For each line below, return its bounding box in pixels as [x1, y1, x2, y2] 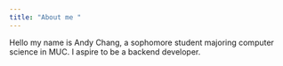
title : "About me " [9, 12, 82, 22]
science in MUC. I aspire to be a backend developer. [9, 46, 201, 57]
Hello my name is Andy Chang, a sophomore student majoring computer [9, 37, 274, 48]
